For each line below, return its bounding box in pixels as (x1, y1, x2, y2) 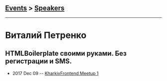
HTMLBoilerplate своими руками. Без (5, 49, 127, 58)
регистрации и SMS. (5, 57, 72, 66)
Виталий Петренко (5, 30, 87, 41)
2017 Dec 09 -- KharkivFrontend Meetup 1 (12, 70, 99, 76)
